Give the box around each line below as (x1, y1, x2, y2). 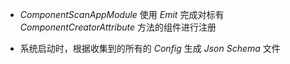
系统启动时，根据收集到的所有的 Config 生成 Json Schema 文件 (19, 43, 281, 54)
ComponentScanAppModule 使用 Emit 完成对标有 (19, 9, 225, 20)
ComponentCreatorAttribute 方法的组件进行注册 (19, 21, 217, 33)
